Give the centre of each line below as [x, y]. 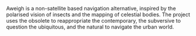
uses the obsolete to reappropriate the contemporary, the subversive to [94, 21]
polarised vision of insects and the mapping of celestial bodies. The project [98, 15]
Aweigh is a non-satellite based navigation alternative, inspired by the [91, 8]
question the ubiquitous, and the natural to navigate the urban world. [90, 27]
